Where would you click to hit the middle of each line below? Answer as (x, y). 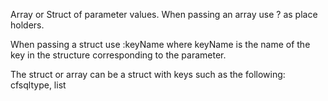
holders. (27, 25)
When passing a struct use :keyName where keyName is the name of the (160, 44)
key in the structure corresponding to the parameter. (118, 55)
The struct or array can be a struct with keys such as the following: (148, 74)
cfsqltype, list (38, 85)
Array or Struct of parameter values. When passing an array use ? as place (164, 14)
